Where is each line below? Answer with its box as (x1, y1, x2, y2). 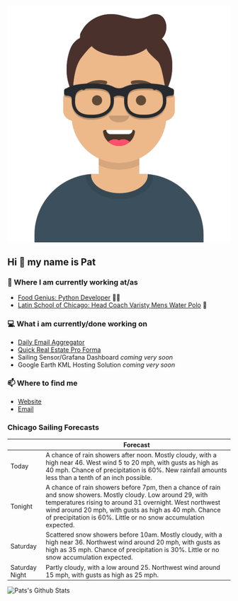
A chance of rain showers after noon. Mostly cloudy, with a (45, 450, 217, 459)
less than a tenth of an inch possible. (45, 473, 152, 481)
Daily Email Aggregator (17, 338, 85, 346)
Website (17, 397, 42, 406)
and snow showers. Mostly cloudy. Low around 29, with (45, 491, 208, 499)
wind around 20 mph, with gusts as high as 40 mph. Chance (45, 505, 221, 515)
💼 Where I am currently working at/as (7, 277, 138, 287)
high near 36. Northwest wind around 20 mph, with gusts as (45, 538, 221, 546)
